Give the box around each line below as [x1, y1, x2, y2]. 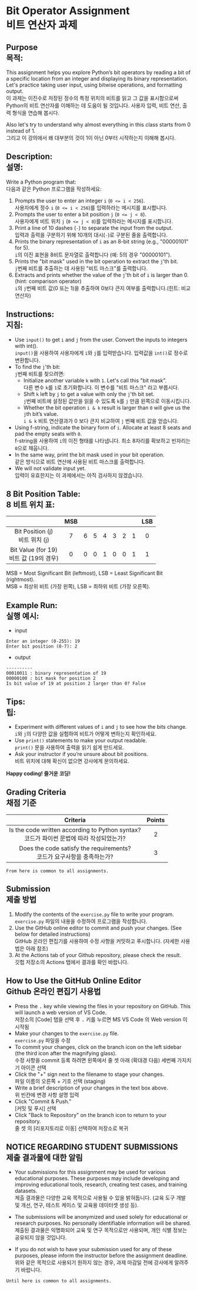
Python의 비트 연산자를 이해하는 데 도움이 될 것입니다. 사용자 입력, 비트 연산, [6, 102, 181, 109]
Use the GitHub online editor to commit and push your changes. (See [14, 924, 182, 931]
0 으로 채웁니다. [14, 444, 49, 451]
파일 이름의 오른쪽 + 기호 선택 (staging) [14, 1078, 106, 1085]
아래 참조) [25, 945, 49, 952]
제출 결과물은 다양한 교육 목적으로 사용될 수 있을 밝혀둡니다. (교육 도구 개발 [14, 1194, 186, 1201]
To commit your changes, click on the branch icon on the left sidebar [14, 1043, 182, 1051]
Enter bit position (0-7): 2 [6, 644, 78, 649]
